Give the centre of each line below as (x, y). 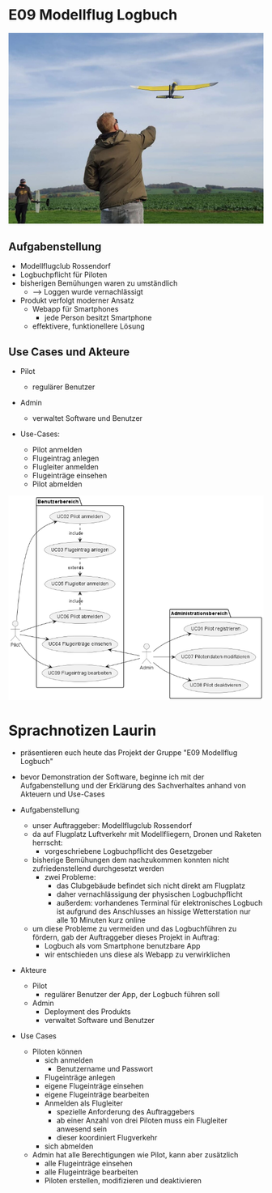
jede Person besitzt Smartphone (98, 318)
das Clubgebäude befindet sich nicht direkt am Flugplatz (151, 886)
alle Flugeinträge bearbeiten (91, 1172)
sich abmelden (69, 1146)
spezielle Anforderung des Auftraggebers (125, 1112)
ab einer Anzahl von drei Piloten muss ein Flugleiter (142, 1121)
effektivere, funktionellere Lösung (89, 326)
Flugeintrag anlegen (66, 458)
